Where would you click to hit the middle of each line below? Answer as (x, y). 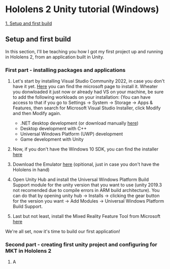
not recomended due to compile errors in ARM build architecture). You (86, 190)
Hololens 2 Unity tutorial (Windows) (82, 9)
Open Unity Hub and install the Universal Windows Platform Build (80, 180)
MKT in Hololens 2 (28, 251)
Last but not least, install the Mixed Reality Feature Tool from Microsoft (87, 216)
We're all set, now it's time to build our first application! (63, 232)
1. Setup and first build (29, 23)
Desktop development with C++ (54, 129)
